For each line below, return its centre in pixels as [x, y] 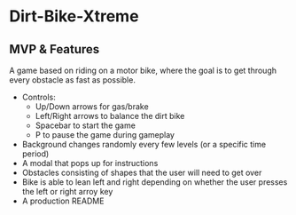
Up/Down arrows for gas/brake [92, 107]
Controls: [39, 97]
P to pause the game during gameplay [105, 135]
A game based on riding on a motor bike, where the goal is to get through [143, 70]
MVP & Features [55, 49]
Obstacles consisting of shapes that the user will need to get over [142, 172]
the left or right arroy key [67, 191]
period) [35, 154]
